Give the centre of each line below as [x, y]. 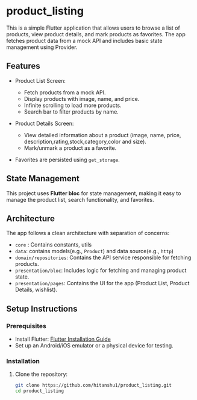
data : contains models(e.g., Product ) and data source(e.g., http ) [94, 251]
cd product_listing [39, 391]
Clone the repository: [41, 374]
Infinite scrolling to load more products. [73, 105]
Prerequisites [26, 326]
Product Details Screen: [44, 123]
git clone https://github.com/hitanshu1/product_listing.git [93, 385]
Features [23, 66]
